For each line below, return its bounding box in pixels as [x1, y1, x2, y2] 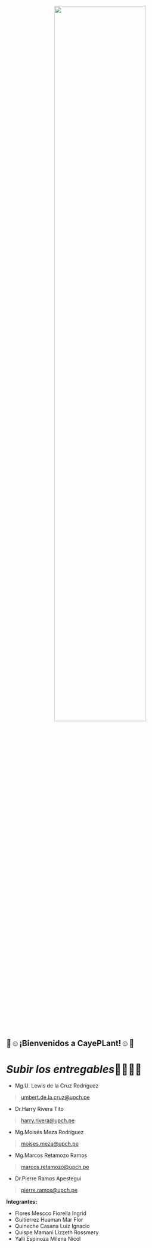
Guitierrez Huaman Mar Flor [14, 1216, 83, 1223]
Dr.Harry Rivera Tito [14, 1105, 64, 1113]
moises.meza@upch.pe [20, 1140, 79, 1147]
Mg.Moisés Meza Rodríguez [14, 1129, 84, 1136]
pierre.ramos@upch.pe [20, 1186, 78, 1194]
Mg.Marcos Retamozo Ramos [14, 1152, 88, 1159]
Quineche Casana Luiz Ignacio [14, 1222, 90, 1230]
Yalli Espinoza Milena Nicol [14, 1235, 81, 1243]
